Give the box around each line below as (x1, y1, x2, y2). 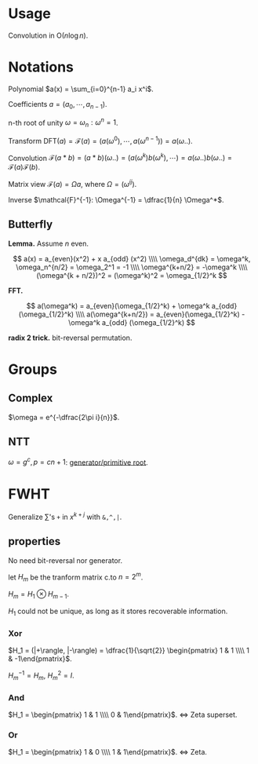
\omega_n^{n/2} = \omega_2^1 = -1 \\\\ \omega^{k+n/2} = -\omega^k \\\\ (15, 262, 249, 272)
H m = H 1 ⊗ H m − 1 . (8, 590, 69, 601)
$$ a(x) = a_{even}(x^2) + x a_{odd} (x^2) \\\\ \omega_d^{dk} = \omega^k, (13, 254, 251, 263)
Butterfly (8, 218, 53, 232)
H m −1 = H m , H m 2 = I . (8, 669, 74, 682)
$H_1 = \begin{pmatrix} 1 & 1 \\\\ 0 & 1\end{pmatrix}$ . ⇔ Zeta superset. (8, 710, 238, 719)
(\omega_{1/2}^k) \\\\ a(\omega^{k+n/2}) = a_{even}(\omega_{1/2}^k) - (18, 309, 245, 319)
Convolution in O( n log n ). (8, 31, 89, 40)
